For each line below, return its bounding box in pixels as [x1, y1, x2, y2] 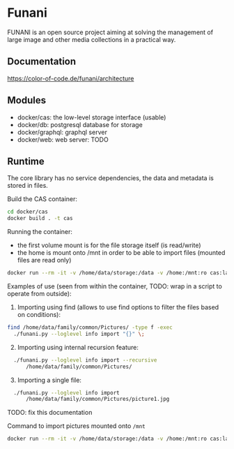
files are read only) [17, 256, 72, 265]
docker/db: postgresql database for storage [17, 120, 143, 128]
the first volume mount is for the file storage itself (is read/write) [17, 241, 201, 249]
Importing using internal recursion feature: [17, 343, 139, 351]
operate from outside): [7, 290, 72, 297]
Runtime [7, 155, 45, 167]
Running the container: [7, 228, 73, 236]
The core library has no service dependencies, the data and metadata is [7, 174, 214, 182]
